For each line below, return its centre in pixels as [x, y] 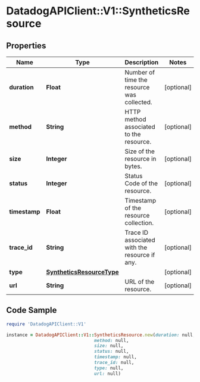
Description [142, 62]
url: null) [107, 374]
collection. [139, 223]
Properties [26, 46]
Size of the [140, 151]
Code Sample [32, 310]
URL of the [140, 282]
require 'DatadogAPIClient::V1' [46, 324]
